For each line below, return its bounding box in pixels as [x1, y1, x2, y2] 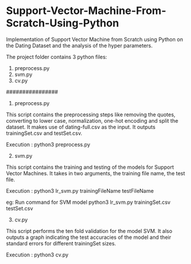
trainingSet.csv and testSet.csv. [6, 130, 83, 137]
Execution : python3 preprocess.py [6, 141, 91, 148]
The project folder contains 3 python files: [6, 53, 107, 60]
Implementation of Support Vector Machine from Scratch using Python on [6, 36, 183, 43]
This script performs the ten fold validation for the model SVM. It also [6, 227, 172, 234]
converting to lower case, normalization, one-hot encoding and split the [6, 117, 179, 124]
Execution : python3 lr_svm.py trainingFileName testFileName [6, 187, 154, 194]
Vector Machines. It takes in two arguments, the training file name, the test [6, 169, 185, 176]
